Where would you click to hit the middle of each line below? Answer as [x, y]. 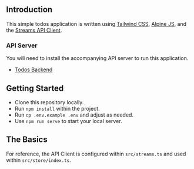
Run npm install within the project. [57, 108]
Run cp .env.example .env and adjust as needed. [74, 115]
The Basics [27, 140]
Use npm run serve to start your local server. [68, 121]
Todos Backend [34, 69]
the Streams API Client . [34, 30]
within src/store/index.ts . [39, 160]
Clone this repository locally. [49, 102]
